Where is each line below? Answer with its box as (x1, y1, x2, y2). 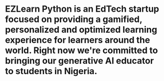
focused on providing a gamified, (5, 14, 142, 25)
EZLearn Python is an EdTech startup (5, 3, 159, 15)
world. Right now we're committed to (5, 45, 158, 56)
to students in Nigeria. (5, 66, 97, 77)
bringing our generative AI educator (5, 55, 154, 66)
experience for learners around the (5, 35, 150, 46)
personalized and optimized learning (5, 24, 158, 35)
